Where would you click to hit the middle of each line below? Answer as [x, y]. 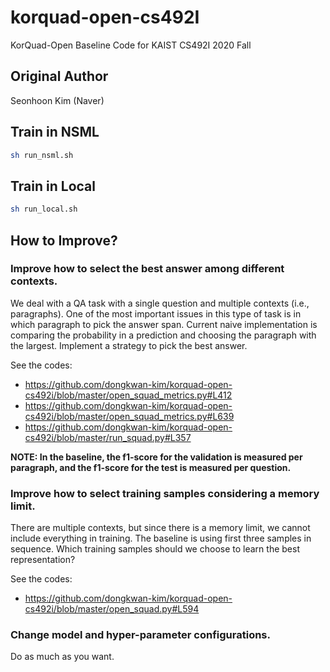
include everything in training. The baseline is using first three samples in [161, 538]
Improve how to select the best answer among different [147, 269]
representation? [43, 560]
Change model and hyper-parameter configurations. [140, 635]
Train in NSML [55, 132]
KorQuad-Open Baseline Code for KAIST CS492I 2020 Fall [131, 45]
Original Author [59, 76]
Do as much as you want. [62, 657]
